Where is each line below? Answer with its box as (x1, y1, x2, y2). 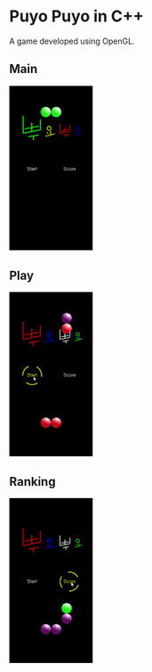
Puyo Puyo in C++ (9, 6, 144, 27)
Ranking (9, 474, 56, 489)
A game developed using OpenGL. (9, 36, 135, 46)
